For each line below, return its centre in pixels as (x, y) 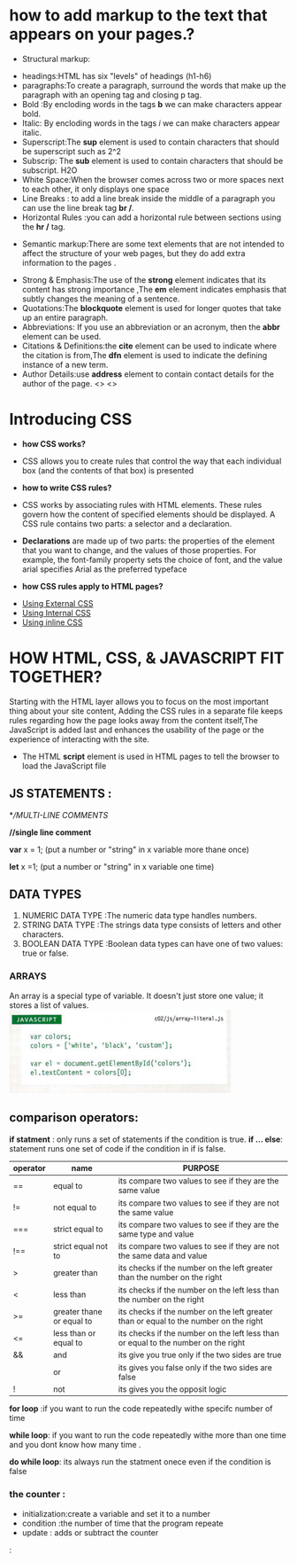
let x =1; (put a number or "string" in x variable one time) (112, 866)
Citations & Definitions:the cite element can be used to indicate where (149, 346)
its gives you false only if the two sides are (195, 1367)
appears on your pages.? (102, 34)
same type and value (156, 1234)
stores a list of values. (49, 1005)
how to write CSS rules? (67, 488)
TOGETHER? (56, 677)
